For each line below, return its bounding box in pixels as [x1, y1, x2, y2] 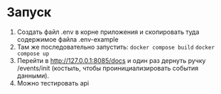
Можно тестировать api [16, 78, 90, 87]
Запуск [6, 4, 52, 20]
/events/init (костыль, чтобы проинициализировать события [16, 64, 199, 72]
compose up [16, 50, 50, 57]
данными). [16, 71, 50, 80]
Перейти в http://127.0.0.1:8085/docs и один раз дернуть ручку [16, 56, 206, 64]
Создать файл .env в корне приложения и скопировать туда [16, 28, 200, 36]
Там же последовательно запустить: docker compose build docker [16, 42, 215, 51]
